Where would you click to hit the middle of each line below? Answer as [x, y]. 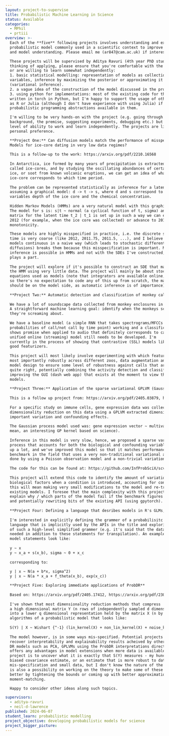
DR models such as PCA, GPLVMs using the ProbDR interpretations [80, 646]
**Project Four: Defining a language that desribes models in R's [81, 511]
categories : [18, 24]
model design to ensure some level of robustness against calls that [84, 365]
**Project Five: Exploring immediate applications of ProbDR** [77, 586]
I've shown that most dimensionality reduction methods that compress [85, 604]
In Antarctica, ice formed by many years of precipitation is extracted [88, 164]
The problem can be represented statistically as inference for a [81, 187]
